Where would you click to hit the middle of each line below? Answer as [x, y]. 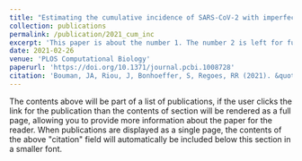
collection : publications [58, 26]
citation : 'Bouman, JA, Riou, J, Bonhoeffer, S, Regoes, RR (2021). [140, 76]
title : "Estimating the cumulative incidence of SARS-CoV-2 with [134, 17]
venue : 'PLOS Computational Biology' [80, 59]
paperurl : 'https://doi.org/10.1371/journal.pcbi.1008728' [122, 68]
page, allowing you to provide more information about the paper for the [141, 120]
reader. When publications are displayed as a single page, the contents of [146, 130]
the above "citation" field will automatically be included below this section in [150, 139]
